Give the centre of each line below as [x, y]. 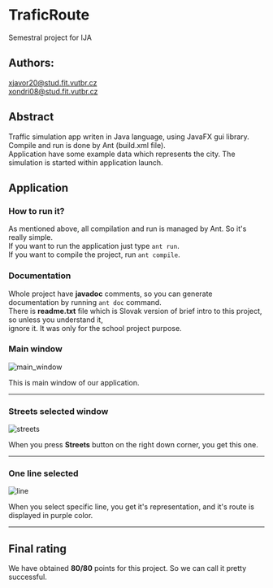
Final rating [38, 549]
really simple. [31, 237]
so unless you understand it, [56, 320]
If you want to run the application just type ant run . [94, 246]
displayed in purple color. [51, 516]
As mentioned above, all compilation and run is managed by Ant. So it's [128, 229]
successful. [28, 577]
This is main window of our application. [74, 382]
